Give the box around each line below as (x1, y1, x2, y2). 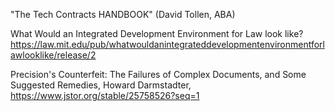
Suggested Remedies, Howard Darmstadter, (10, 79, 192, 91)
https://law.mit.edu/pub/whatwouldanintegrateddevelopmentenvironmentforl (10, 39, 325, 50)
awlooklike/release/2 (10, 49, 97, 61)
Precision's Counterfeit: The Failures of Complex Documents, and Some (10, 69, 307, 80)
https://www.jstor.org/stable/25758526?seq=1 (10, 90, 200, 101)
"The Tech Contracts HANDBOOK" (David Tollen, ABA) (10, 9, 236, 20)
